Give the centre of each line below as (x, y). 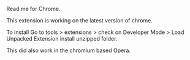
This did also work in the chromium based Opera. (68, 50)
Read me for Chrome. (33, 9)
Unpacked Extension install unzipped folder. (62, 38)
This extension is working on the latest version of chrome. (80, 20)
